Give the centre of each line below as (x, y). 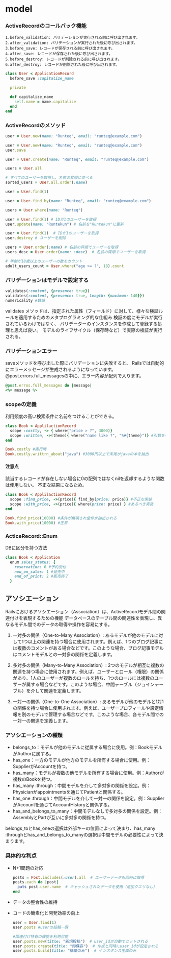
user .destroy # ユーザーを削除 (36, 238)
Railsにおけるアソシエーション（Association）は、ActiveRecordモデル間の (83, 611)
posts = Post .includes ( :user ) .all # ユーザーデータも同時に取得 (78, 877)
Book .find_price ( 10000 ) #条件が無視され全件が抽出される (61, 518)
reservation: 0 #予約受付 (40, 567)
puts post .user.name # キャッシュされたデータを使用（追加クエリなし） (87, 887)
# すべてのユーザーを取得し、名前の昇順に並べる (49, 178)
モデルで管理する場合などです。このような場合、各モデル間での (97, 714)
